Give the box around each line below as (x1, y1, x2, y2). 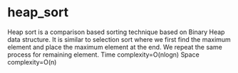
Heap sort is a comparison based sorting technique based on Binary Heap (7, 28, 225, 36)
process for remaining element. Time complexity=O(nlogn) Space (7, 50, 200, 59)
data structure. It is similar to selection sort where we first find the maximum (7, 35, 232, 43)
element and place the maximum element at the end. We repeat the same (7, 43, 222, 51)
